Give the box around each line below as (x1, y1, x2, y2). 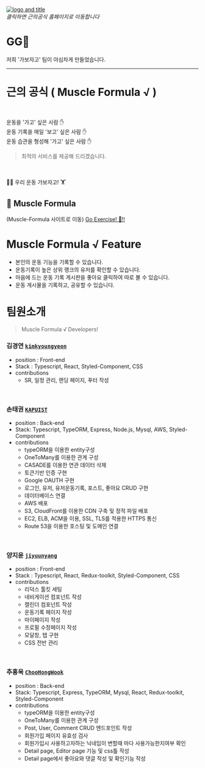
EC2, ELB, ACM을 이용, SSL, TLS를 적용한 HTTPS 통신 (24, 515, 157, 522)
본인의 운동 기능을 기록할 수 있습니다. (15, 258, 104, 265)
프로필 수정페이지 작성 (24, 624, 77, 631)
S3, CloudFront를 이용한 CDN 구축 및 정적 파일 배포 (24, 508, 148, 515)
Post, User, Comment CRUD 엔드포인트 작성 (24, 724, 132, 731)
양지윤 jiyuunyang (6, 551, 57, 559)
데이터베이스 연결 (24, 492, 66, 500)
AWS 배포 (24, 500, 48, 507)
